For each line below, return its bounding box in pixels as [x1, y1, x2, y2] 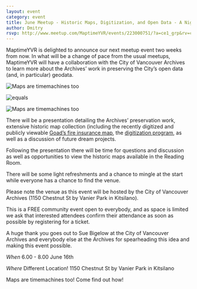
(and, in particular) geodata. [6, 72, 74, 79]
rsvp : [6, 30, 19, 36]
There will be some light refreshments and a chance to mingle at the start [6, 171, 183, 178]
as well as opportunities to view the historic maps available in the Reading [6, 153, 185, 160]
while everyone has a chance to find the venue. [6, 177, 121, 184]
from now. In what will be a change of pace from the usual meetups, [6, 53, 171, 60]
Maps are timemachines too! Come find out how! [6, 276, 124, 283]
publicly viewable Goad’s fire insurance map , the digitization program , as [6, 130, 182, 137]
